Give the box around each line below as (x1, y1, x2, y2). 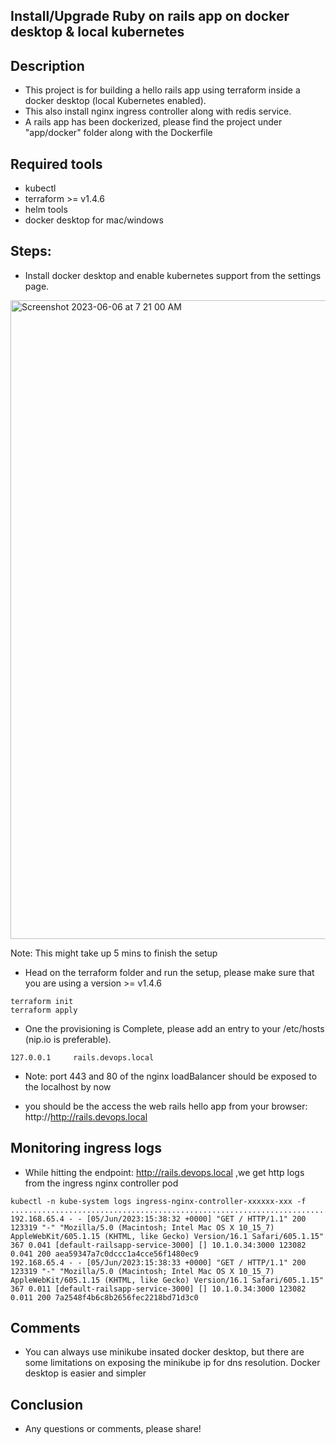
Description (10, 57, 85, 74)
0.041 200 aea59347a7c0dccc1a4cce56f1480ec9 (10, 1249, 199, 1259)
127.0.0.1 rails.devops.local (10, 1052, 155, 1063)
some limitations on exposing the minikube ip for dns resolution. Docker (24, 1357, 321, 1369)
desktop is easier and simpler (24, 1367, 147, 1379)
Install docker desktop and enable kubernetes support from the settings (24, 269, 322, 281)
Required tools (10, 155, 103, 173)
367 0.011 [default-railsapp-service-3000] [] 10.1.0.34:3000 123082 (10, 1284, 307, 1294)
